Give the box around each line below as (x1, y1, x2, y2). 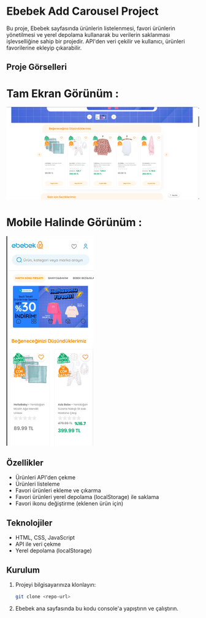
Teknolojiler (6, 517, 53, 528)
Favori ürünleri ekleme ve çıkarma (15, 487, 101, 494)
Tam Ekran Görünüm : (6, 86, 120, 101)
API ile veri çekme (15, 541, 61, 548)
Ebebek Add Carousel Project (6, 4, 159, 18)
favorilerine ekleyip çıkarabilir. (6, 44, 82, 51)
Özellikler (6, 458, 44, 468)
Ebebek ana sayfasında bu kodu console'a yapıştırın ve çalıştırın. (15, 605, 179, 612)
